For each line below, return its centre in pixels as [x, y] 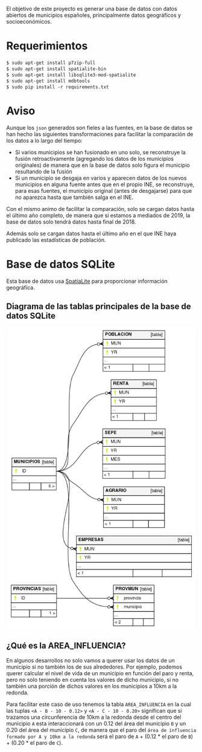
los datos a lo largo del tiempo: [44, 140]
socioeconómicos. [29, 21]
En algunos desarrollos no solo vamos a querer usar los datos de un [90, 660]
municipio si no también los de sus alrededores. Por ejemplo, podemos [94, 667]
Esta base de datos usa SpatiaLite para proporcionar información [87, 281]
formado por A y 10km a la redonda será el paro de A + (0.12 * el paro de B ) [100, 736]
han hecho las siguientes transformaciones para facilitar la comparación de [100, 134]
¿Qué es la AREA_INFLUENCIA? [66, 646]
